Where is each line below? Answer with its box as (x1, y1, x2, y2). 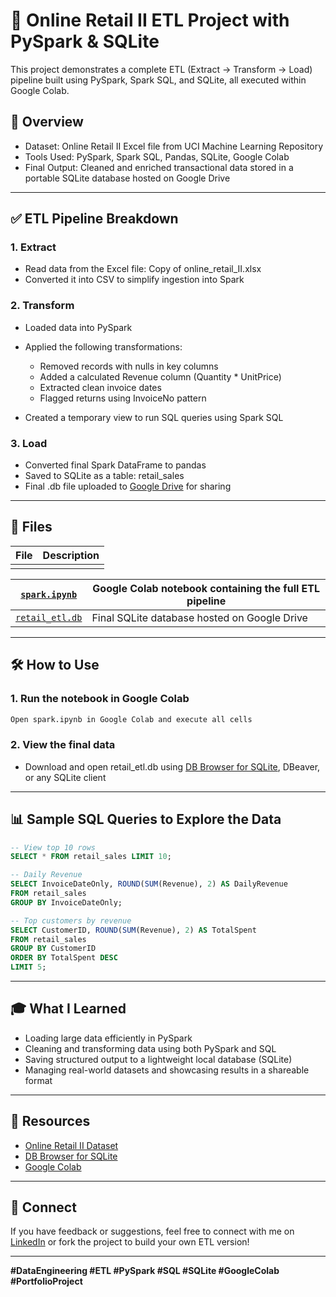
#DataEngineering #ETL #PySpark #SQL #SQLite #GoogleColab (10, 1265, 280, 1277)
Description (42, 548, 100, 562)
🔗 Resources (10, 1113, 91, 1130)
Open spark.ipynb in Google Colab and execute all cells (10, 714, 253, 724)
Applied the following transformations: (24, 340, 183, 353)
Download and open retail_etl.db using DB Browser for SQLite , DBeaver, (24, 760, 321, 773)
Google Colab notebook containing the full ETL (92, 581, 321, 595)
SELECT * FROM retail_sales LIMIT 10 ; (10, 852, 172, 862)
